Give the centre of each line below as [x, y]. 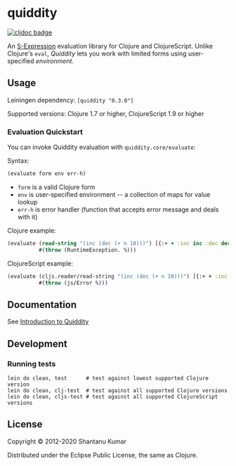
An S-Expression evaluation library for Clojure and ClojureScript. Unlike [110, 46]
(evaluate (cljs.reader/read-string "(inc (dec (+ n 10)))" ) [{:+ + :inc [118, 276]
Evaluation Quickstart [45, 131]
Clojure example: [32, 231]
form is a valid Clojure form [56, 187]
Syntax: [18, 161]
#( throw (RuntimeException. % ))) [87, 250]
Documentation [42, 305]
